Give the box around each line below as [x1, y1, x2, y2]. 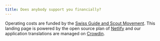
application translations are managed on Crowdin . [5, 30, 105, 36]
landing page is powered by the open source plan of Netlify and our [5, 25, 141, 31]
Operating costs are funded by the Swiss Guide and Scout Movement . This [5, 20, 155, 26]
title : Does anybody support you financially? [5, 7, 101, 12]
